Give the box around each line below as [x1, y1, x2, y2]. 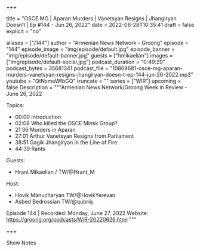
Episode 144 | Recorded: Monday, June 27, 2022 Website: [6, 210, 149, 216]
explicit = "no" [6, 28, 42, 35]
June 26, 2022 [6, 90, 42, 97]
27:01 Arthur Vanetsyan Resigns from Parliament [14, 132, 134, 140]
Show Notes [6, 239, 36, 246]
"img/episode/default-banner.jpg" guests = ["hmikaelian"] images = [6, 52, 173, 59]
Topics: [6, 102, 24, 108]
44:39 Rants [14, 145, 46, 152]
